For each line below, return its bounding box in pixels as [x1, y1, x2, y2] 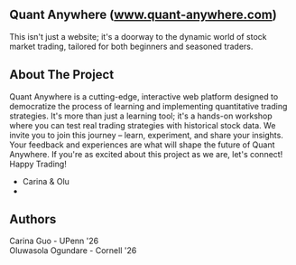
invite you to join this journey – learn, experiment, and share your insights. [9, 129, 284, 140]
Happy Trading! [9, 158, 68, 169]
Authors [9, 212, 57, 227]
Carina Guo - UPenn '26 [9, 235, 99, 247]
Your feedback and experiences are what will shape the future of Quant [9, 139, 275, 150]
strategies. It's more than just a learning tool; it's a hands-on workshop [9, 110, 273, 121]
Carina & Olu [22, 175, 70, 186]
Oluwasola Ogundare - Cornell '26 [9, 245, 137, 256]
